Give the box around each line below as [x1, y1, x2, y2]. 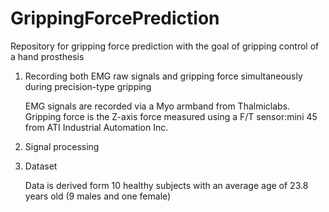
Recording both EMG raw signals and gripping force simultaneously [24, 70, 303, 82]
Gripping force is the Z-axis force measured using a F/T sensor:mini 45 [24, 110, 318, 122]
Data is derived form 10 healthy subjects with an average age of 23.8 [24, 179, 309, 191]
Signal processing [24, 140, 100, 152]
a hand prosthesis [10, 50, 85, 62]
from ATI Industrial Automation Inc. [24, 121, 169, 133]
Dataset [24, 160, 58, 172]
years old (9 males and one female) [24, 190, 172, 202]
